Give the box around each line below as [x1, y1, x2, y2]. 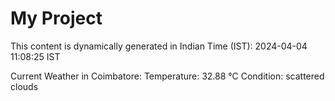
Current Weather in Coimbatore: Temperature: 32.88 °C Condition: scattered [10, 70, 325, 82]
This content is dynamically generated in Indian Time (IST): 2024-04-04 [10, 40, 308, 52]
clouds [10, 80, 39, 92]
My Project [10, 7, 103, 30]
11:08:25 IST [10, 50, 61, 62]
